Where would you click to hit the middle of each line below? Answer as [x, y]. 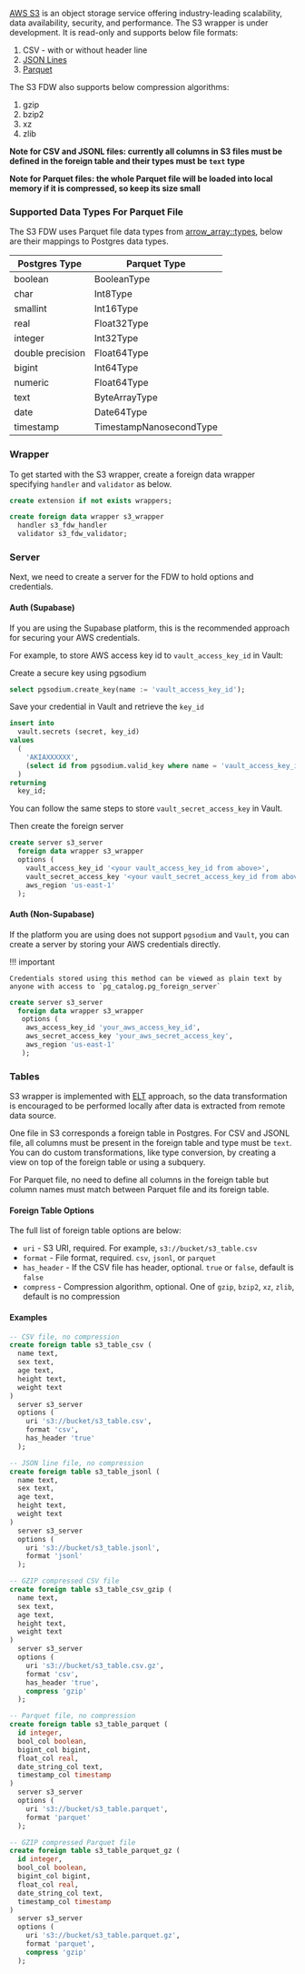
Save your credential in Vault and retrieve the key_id [107, 707]
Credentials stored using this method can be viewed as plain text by [146, 978]
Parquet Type [156, 264]
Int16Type [116, 309]
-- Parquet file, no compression [73, 1716]
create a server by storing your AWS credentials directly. [115, 944]
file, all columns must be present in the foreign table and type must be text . [151, 1143]
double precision [50, 353]
